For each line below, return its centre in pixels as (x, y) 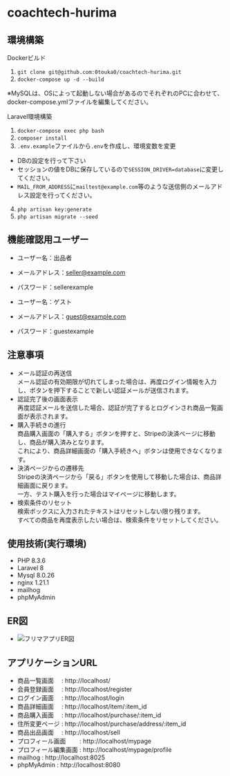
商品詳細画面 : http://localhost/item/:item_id (82, 707)
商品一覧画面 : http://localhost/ (64, 681)
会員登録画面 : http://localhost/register (75, 690)
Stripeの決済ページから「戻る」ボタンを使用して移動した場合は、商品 (116, 476)
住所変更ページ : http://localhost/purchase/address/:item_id (102, 724)
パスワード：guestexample (56, 331)
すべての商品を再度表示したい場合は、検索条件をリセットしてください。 (119, 520)
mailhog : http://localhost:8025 (61, 757)
